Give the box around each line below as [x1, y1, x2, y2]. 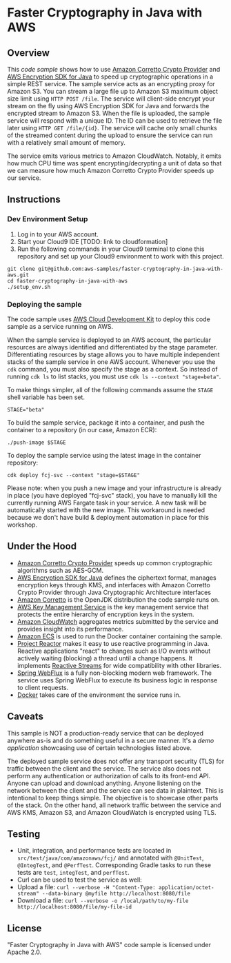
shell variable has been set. [7, 393, 85, 401]
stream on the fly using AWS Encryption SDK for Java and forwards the [7, 102, 210, 110]
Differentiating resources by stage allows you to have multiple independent [7, 350, 220, 358]
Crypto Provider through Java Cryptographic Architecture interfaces [17, 588, 212, 596]
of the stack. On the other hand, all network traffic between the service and [7, 801, 222, 809]
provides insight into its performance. [17, 625, 124, 633]
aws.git [7, 271, 30, 278]
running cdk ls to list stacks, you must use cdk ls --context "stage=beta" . [7, 372, 221, 381]
